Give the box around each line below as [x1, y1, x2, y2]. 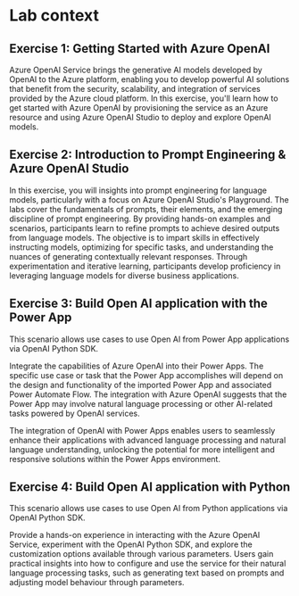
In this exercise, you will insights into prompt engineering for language [9, 185, 268, 195]
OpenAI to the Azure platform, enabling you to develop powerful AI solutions [9, 74, 290, 85]
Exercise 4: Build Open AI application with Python [9, 479, 291, 495]
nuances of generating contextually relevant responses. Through [9, 251, 248, 261]
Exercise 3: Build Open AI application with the [9, 296, 268, 311]
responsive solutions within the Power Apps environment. [9, 453, 221, 464]
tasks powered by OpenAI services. [9, 408, 140, 418]
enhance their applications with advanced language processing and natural [9, 435, 287, 445]
